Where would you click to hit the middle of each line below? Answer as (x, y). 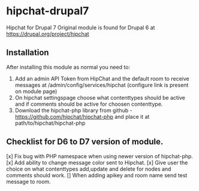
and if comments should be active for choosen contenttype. (89, 104)
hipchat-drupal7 (48, 11)
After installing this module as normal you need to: (68, 67)
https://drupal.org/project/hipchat (48, 33)
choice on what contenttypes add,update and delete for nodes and (89, 169)
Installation (28, 53)
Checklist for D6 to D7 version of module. (85, 142)
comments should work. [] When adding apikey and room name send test (97, 175)
